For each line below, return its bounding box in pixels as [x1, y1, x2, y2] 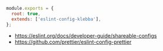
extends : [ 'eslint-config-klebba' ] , [11, 16, 101, 22]
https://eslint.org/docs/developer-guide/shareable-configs [14, 32, 157, 39]
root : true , [11, 10, 41, 17]
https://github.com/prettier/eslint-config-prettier [14, 38, 132, 45]
